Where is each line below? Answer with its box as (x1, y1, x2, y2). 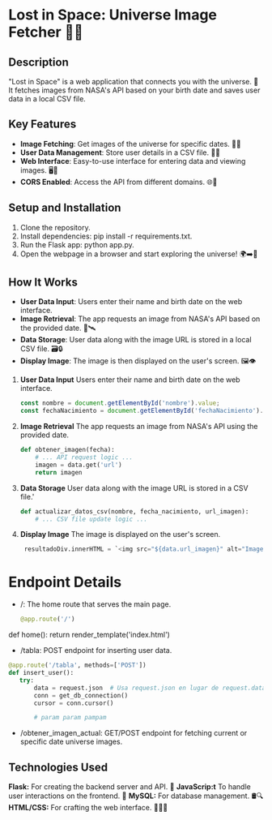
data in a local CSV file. (8, 94, 87, 103)
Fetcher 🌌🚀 (8, 23, 83, 41)
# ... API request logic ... (35, 453, 134, 462)
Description (8, 55, 69, 69)
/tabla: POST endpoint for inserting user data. (19, 646, 172, 655)
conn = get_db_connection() (33, 691, 129, 699)
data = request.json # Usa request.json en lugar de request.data (33, 684, 266, 692)
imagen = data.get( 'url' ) (35, 461, 123, 469)
